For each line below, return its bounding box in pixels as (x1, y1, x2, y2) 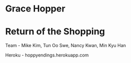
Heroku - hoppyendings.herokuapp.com (5, 52, 89, 58)
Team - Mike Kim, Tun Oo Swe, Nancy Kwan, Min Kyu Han (5, 42, 126, 48)
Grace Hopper (5, 3, 66, 14)
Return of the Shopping (5, 26, 105, 37)
